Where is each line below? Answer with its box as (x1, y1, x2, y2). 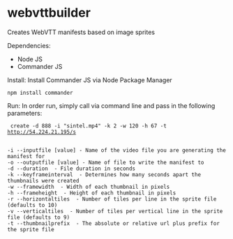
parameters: (7, 109, 43, 117)
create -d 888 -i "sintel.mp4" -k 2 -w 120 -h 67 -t (10, 122, 167, 130)
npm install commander (7, 89, 73, 96)
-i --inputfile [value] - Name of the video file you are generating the (7, 146, 227, 154)
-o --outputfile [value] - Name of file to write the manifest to (7, 159, 204, 166)
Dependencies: (7, 41, 51, 49)
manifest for (7, 153, 45, 160)
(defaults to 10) (7, 201, 58, 208)
